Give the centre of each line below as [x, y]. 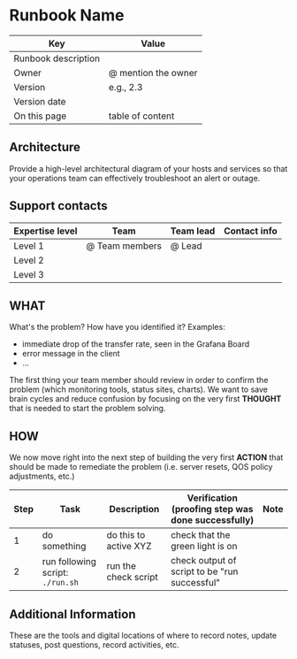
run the [122, 566]
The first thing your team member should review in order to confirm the [139, 380]
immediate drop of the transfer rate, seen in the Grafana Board [136, 344]
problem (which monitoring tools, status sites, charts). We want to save [138, 389]
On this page [40, 116]
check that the [201, 535]
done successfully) [213, 520]
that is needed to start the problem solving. [88, 409]
